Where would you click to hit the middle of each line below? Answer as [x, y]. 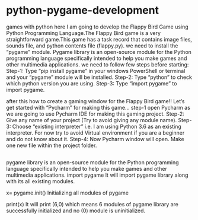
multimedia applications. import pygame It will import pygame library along [97, 175]
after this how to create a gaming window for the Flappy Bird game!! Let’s [95, 101]
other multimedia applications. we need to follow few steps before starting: [98, 64]
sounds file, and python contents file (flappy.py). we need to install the [92, 46]
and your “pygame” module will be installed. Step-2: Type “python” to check [99, 77]
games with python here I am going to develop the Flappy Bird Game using [97, 27]
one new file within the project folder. [52, 145]
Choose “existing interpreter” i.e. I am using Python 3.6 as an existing [97, 126]
